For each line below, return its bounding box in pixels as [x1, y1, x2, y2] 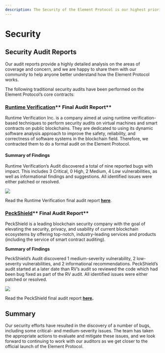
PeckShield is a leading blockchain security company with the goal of [5, 221, 146, 227]
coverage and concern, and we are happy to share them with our [5, 66, 137, 72]
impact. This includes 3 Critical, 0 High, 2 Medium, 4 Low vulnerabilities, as [5, 168, 158, 175]
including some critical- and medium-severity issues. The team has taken [5, 328, 154, 334]
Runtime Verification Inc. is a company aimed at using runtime [5, 115, 131, 120]
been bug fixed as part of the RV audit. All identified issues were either [5, 271, 148, 277]
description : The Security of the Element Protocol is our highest [5, 7, 146, 12]
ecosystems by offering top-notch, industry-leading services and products [5, 232, 156, 237]
